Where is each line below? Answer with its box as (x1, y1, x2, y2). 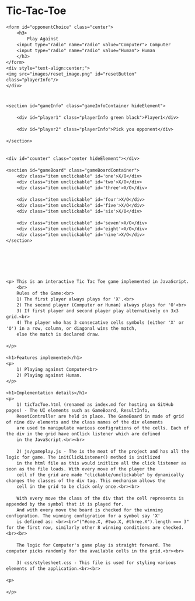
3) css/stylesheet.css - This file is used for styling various (16, 560, 176, 566)
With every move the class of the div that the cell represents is (16, 496, 184, 501)
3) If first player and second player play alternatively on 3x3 (16, 308, 179, 314)
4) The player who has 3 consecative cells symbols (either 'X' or (16, 320, 184, 326)
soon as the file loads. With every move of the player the (6, 466, 156, 472)
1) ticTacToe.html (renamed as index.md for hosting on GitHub (16, 402, 174, 408)
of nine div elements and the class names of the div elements (6, 419, 163, 425)
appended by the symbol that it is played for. (6, 501, 124, 507)
